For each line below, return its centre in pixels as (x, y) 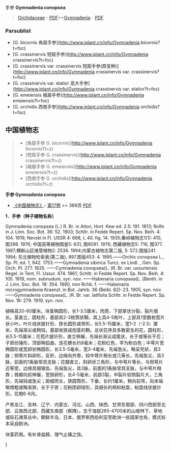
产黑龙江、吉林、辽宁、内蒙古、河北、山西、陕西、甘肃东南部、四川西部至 (83, 405)
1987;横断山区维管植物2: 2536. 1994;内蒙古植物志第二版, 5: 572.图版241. (81, 250)
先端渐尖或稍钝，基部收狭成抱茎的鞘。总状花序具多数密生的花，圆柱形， (90, 330)
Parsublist (18, 31)
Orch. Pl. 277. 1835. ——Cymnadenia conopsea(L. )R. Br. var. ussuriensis (81, 268)
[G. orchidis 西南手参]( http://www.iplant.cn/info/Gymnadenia (76, 107)
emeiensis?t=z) (41, 173)
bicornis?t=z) (39, 149)
